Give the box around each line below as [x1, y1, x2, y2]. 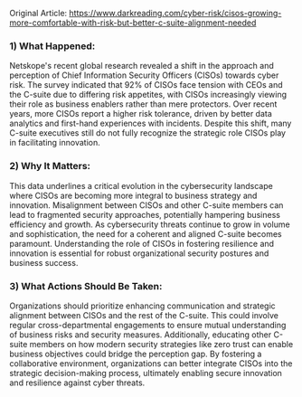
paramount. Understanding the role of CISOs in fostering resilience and [9, 238, 274, 249]
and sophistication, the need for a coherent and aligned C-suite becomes [9, 228, 282, 239]
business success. [9, 257, 79, 268]
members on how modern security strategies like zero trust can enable [29, 338, 294, 349]
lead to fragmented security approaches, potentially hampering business [9, 209, 280, 220]
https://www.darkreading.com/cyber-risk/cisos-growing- [69, 8, 282, 18]
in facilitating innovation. [9, 137, 101, 148]
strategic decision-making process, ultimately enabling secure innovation [9, 367, 283, 378]
